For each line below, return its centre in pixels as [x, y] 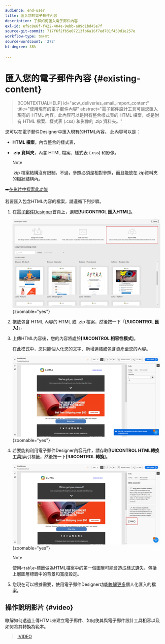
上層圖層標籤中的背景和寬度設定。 [47, 574]
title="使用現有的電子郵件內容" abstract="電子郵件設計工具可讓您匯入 [88, 109]
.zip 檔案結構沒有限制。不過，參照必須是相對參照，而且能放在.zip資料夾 [85, 172]
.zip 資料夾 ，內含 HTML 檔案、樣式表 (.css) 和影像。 [66, 152]
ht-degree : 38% [21, 47]
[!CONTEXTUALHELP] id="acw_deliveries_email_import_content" [83, 103]
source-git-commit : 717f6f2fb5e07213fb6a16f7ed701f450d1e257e [70, 31]
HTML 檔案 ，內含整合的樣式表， [45, 142]
